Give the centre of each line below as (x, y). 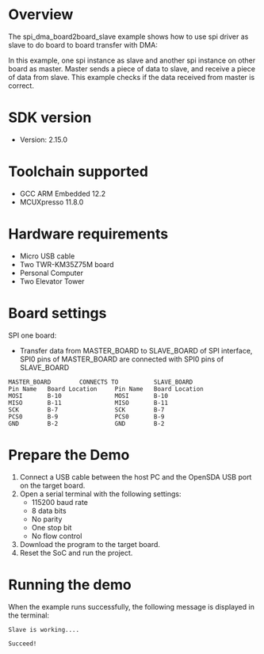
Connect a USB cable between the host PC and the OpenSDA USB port (136, 476)
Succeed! (23, 644)
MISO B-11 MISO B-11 (88, 403)
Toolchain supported (78, 172)
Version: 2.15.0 (44, 140)
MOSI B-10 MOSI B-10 (88, 396)
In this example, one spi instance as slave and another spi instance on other (132, 60)
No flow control (57, 536)
